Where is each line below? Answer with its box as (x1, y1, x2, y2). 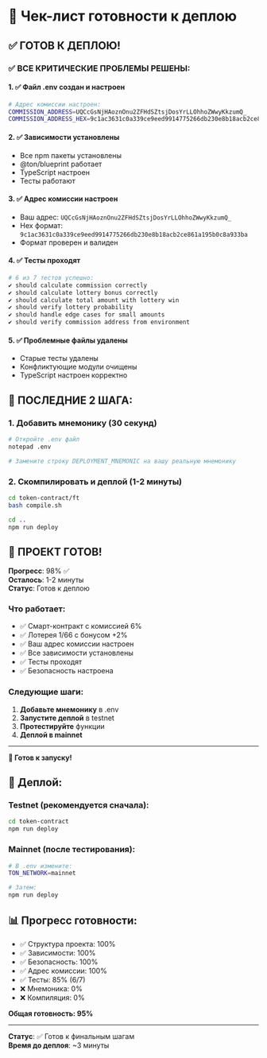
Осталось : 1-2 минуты (8, 576, 84, 585)
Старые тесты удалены (19, 354, 99, 363)
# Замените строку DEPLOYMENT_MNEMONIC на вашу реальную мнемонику (8, 457, 237, 465)
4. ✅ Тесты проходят (8, 256, 81, 265)
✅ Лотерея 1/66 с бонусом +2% (19, 630, 128, 640)
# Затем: (8, 884, 37, 892)
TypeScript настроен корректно (19, 370, 128, 380)
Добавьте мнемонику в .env (19, 704, 119, 714)
